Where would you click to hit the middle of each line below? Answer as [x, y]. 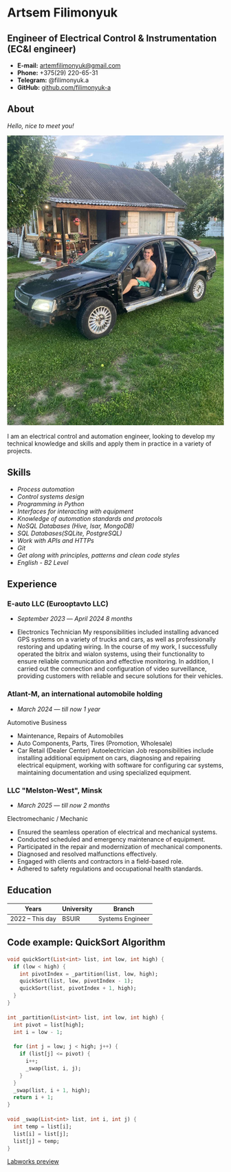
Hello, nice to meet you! [41, 126]
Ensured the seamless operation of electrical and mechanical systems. [117, 832]
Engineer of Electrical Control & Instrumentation [112, 38]
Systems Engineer [124, 919]
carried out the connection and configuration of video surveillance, [112, 669]
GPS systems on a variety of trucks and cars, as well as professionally [117, 639]
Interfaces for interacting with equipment [75, 511]
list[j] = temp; [36, 1141]
